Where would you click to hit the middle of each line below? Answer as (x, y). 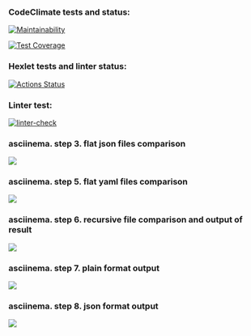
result (20, 230)
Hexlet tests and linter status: (68, 66)
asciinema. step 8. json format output (84, 306)
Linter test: (30, 105)
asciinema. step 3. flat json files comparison (97, 143)
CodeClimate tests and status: (70, 12)
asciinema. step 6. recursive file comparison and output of (125, 219)
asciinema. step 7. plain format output (84, 268)
